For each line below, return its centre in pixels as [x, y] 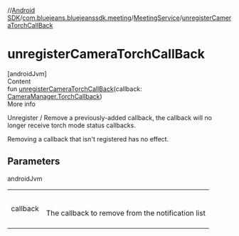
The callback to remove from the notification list [126, 213]
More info [22, 104]
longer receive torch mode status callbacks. [72, 125]
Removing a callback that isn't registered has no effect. [88, 139]
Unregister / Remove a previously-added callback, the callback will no [110, 117]
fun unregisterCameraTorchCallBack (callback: [75, 89]
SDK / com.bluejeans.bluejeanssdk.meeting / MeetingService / [95, 18]
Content [19, 81]
